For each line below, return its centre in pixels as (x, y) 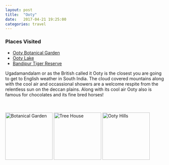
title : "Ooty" (21, 15)
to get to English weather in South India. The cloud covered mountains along (84, 78)
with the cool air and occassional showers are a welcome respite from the (82, 84)
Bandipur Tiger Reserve (37, 63)
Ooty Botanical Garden (36, 52)
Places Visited (23, 42)
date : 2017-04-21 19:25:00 (36, 19)
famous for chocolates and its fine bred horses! (54, 94)
